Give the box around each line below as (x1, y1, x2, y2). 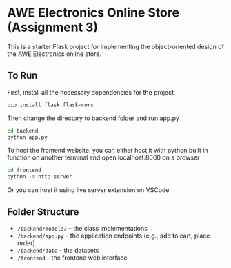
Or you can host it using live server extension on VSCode (7, 186, 170, 194)
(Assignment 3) (7, 19, 99, 35)
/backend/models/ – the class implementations (17, 224, 148, 232)
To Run (7, 70, 38, 82)
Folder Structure (7, 206, 79, 218)
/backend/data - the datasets (17, 246, 99, 254)
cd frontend (7, 167, 41, 174)
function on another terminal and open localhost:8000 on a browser (7, 153, 200, 162)
